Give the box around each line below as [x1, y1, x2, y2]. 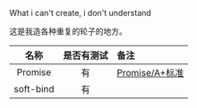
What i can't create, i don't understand [9, 8, 152, 18]
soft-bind [13, 83, 55, 95]
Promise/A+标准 [116, 67, 184, 79]
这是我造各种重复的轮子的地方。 [9, 26, 127, 37]
